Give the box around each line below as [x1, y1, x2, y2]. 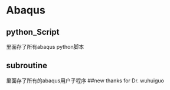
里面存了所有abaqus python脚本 [6, 44, 84, 50]
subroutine [6, 61, 48, 71]
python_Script [6, 27, 60, 37]
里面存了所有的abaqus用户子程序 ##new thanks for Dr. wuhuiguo [6, 77, 164, 84]
